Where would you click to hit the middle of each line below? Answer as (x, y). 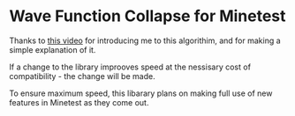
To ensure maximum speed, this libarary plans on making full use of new (141, 93)
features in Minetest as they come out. (79, 102)
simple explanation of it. (53, 49)
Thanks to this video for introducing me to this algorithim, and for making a (145, 40)
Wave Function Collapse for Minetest (147, 16)
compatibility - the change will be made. (83, 76)
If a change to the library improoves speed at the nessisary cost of (130, 67)
